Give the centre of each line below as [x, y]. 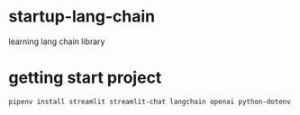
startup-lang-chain [82, 17]
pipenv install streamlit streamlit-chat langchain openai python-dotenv [150, 102]
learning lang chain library [57, 41]
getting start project [85, 78]
